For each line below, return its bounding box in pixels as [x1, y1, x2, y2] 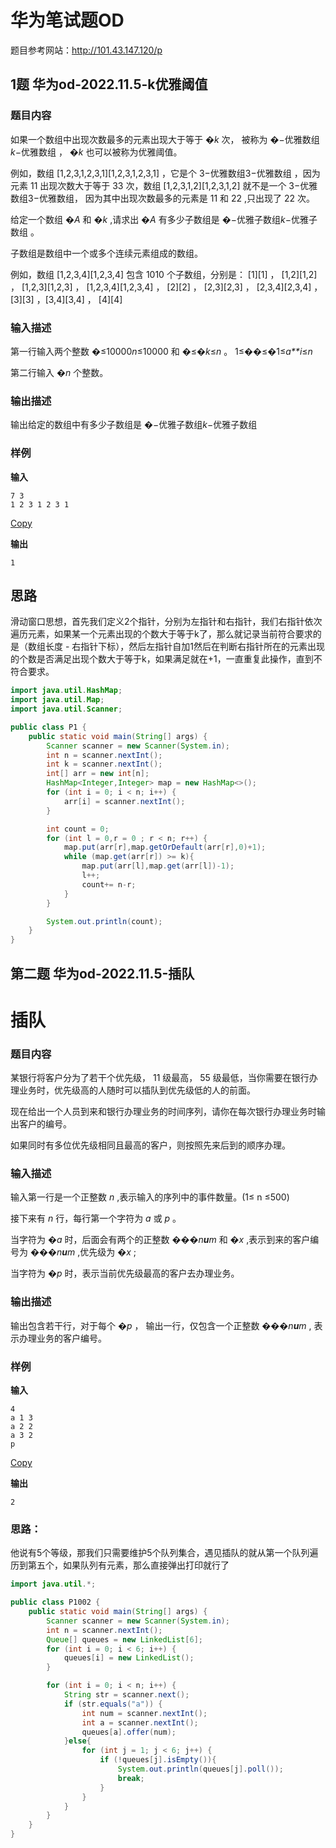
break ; [117, 1773, 145, 1783]
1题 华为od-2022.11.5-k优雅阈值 [10, 76, 208, 93]
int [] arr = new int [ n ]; [46, 769, 150, 779]
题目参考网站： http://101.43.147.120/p [10, 44, 163, 56]
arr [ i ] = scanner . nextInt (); [63, 796, 186, 806]
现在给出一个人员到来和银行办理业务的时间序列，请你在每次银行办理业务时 [10, 1106, 317, 1118]
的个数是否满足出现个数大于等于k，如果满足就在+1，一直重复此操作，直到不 [10, 653, 323, 665]
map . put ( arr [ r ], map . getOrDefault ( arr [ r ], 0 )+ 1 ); [63, 842, 267, 853]
